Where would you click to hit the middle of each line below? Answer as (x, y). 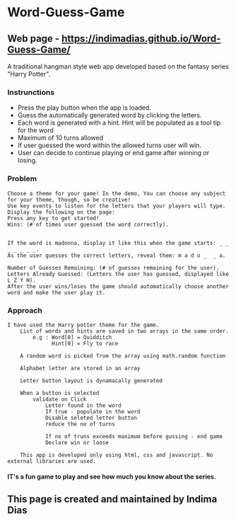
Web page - (34, 39)
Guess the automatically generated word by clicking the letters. (110, 115)
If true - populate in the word (93, 411)
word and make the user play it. (57, 292)
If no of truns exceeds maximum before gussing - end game (134, 436)
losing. (27, 161)
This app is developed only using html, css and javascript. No (117, 455)
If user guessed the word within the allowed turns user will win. (109, 145)
